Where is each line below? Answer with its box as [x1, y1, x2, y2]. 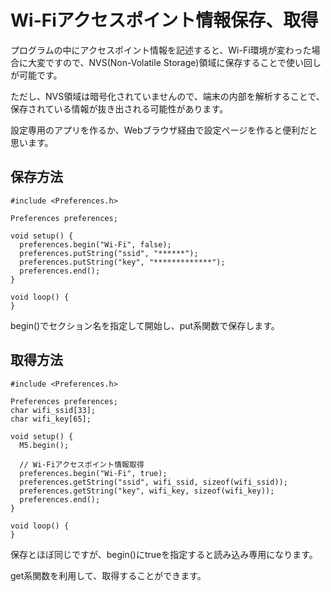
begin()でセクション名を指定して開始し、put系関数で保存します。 [10, 319, 280, 331]
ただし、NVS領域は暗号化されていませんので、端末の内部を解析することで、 [10, 90, 325, 102]
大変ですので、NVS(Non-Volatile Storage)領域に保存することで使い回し [27, 56, 322, 68]
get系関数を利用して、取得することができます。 [10, 569, 207, 581]
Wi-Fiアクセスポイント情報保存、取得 [10, 9, 319, 32]
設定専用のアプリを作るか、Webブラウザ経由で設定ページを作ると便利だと [10, 124, 318, 136]
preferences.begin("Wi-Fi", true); [19, 468, 168, 478]
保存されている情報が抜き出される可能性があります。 [10, 102, 229, 115]
